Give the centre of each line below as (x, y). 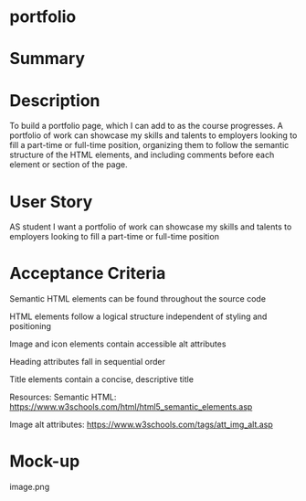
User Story (51, 202)
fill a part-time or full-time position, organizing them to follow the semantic (149, 145)
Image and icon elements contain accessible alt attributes (118, 344)
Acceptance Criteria (88, 274)
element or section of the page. (69, 165)
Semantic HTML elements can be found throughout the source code (138, 299)
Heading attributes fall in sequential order (88, 362)
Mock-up (45, 461)
